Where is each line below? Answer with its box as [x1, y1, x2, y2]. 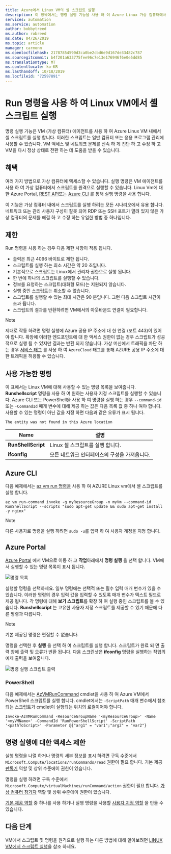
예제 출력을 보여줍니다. [5, 655, 50, 661]
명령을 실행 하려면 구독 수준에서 [5, 776, 68, 782]
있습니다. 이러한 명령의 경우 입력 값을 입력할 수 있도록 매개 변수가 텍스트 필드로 [5, 591, 161, 598]
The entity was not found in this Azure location [5, 420, 113, 425]
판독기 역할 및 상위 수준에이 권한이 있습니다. [5, 765, 93, 771]
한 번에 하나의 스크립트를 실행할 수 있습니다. [12, 275, 100, 281]
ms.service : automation [5, 21, 56, 27]
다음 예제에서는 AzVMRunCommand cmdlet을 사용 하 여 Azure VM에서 [5, 691, 149, 697]
